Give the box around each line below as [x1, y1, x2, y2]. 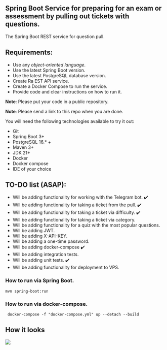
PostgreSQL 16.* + [12, 139, 52, 145]
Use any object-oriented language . [12, 61, 86, 68]
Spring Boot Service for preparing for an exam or [5, 4, 162, 13]
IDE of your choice [12, 166, 52, 172]
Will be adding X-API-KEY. [12, 233, 68, 239]
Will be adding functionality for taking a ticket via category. [12, 217, 136, 223]
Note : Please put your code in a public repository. [5, 99, 109, 105]
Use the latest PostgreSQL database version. [12, 72, 106, 78]
